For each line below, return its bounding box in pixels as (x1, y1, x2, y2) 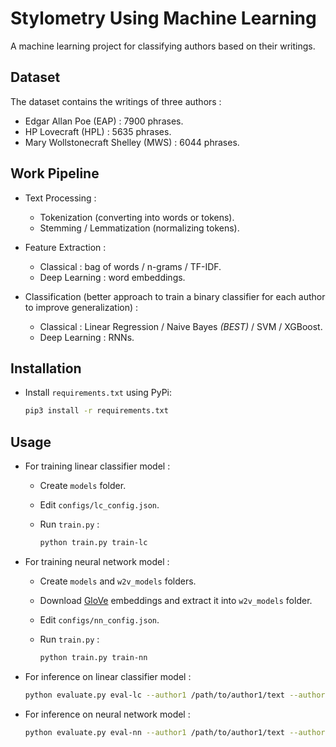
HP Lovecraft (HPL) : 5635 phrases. (24, 125, 172, 137)
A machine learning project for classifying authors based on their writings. (10, 40, 316, 52)
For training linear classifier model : (24, 460, 171, 472)
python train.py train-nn (39, 652, 148, 662)
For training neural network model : (24, 555, 170, 567)
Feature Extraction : (24, 241, 107, 253)
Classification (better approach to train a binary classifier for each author (24, 290, 326, 302)
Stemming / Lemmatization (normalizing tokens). (39, 222, 240, 234)
